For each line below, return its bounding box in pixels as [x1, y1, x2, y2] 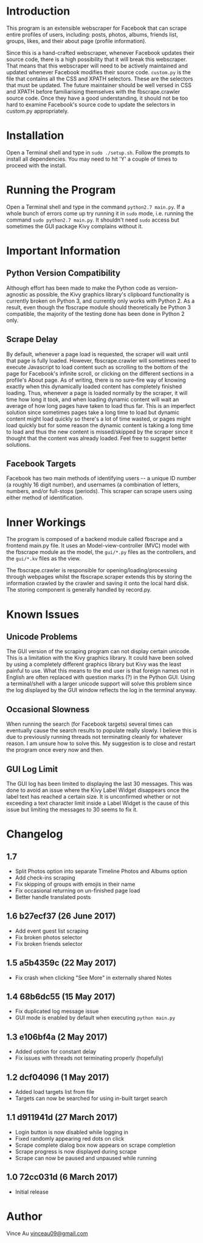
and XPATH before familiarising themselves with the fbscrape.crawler [6, 88, 181, 95]
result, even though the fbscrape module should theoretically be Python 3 [6, 303, 191, 311]
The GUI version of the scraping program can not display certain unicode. [6, 648, 191, 655]
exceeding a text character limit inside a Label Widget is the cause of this [6, 799, 190, 807]
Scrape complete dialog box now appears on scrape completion [15, 1141, 176, 1149]
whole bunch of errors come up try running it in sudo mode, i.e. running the [6, 209, 194, 217]
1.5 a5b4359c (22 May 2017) [6, 958, 117, 968]
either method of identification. [6, 494, 84, 502]
